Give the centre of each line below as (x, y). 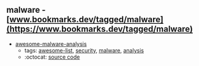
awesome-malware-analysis (51, 44)
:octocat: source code (52, 57)
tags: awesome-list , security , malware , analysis (84, 50)
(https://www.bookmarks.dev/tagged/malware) (99, 29)
